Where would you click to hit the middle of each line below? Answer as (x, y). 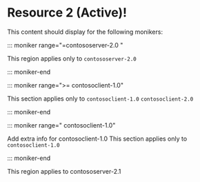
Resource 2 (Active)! (67, 13)
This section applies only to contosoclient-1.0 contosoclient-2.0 (100, 99)
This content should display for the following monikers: (85, 32)
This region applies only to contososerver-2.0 (72, 58)
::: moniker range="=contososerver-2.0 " (65, 45)
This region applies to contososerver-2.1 (64, 171)
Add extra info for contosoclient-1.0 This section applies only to (97, 139)
